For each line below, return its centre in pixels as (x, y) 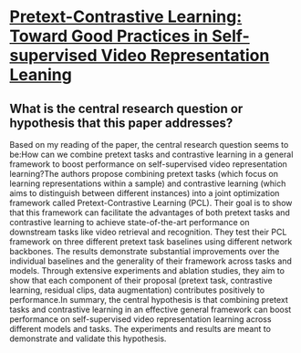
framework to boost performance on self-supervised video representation (148, 164)
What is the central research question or (126, 108)
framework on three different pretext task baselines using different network (151, 242)
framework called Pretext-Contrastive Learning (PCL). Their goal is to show (151, 203)
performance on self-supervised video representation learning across (140, 319)
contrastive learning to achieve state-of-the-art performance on (130, 222)
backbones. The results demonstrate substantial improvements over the (145, 251)
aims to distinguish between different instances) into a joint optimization (145, 193)
